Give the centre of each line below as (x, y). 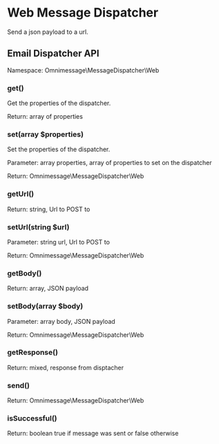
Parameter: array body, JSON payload (61, 321)
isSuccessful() (32, 418)
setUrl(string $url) (38, 227)
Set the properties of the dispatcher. (59, 149)
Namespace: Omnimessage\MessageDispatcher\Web (83, 70)
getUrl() (21, 194)
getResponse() (33, 352)
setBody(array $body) (45, 307)
